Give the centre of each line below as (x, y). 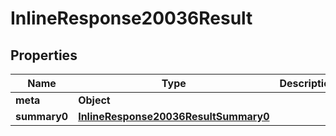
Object (94, 100)
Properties (44, 55)
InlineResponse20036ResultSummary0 (174, 116)
